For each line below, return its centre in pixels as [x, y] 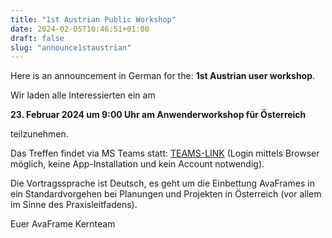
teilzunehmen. [39, 134]
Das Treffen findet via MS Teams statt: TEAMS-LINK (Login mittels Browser [165, 153]
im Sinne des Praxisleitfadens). [74, 205]
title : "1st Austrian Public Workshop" [93, 19]
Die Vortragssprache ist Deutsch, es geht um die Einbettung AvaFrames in [162, 183]
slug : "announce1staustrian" [71, 47]
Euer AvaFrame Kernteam [63, 224]
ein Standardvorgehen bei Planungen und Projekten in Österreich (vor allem [166, 194]
